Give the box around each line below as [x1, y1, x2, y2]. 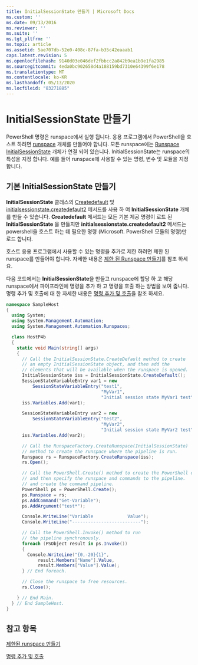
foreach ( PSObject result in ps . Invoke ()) [21, 541, 128, 547]
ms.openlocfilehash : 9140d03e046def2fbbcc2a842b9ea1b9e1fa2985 [6, 58, 165, 64]
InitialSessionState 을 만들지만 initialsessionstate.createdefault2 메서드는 [6, 220, 187, 228]
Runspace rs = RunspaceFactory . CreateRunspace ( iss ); [21, 454, 154, 460]
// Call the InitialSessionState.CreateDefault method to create [21, 356, 186, 362]
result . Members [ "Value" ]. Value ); [37, 562, 120, 569]
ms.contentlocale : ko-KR [6, 74, 67, 80]
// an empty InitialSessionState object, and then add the [21, 361, 170, 367]
